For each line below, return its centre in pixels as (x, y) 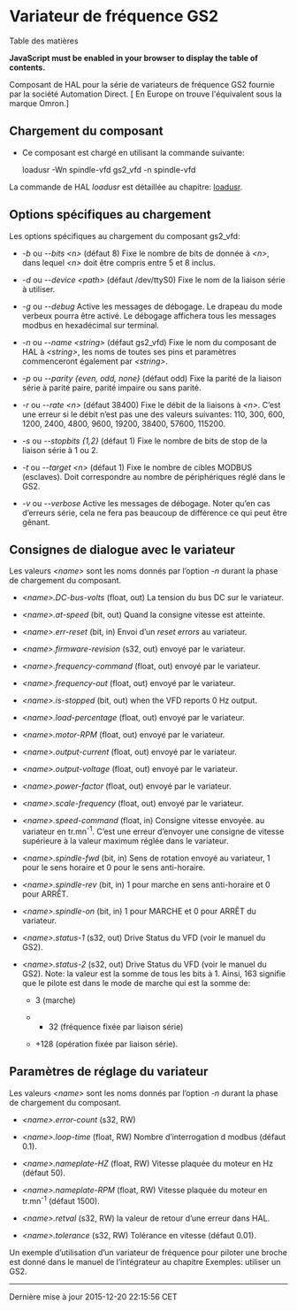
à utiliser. (38, 289)
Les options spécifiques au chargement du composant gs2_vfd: (125, 235)
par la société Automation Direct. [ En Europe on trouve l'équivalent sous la (146, 94)
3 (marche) (55, 1000)
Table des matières (44, 41)
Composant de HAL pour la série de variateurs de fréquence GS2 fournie (142, 84)
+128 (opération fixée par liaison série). (107, 1044)
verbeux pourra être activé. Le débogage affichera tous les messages (149, 315)
